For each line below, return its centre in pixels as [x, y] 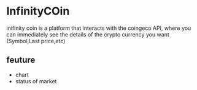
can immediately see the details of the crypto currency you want [88, 34]
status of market [36, 81]
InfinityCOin [38, 11]
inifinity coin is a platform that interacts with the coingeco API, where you [99, 28]
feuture [21, 60]
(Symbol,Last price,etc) [36, 41]
